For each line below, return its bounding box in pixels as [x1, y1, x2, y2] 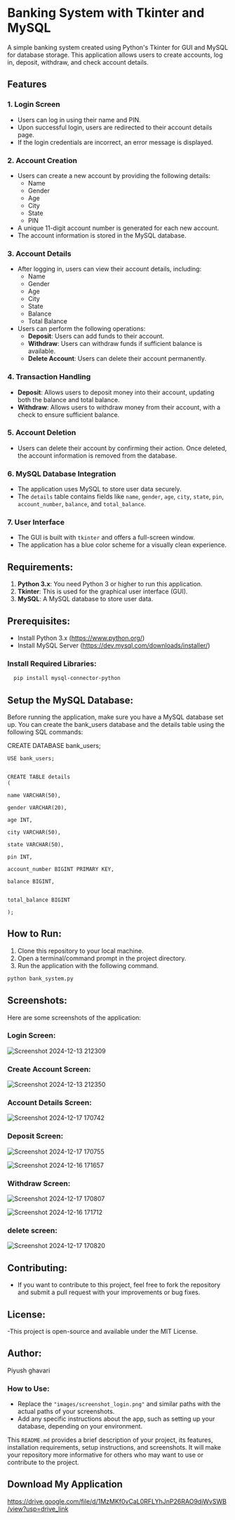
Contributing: [7, 1262, 68, 1274]
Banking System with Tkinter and [7, 5, 205, 21]
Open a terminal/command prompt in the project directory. [17, 954, 187, 962]
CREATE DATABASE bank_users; [7, 742, 101, 750]
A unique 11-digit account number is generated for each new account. [17, 224, 220, 232]
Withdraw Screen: [7, 1178, 71, 1188]
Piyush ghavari [7, 1366, 51, 1374]
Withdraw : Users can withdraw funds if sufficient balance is [27, 340, 203, 348]
